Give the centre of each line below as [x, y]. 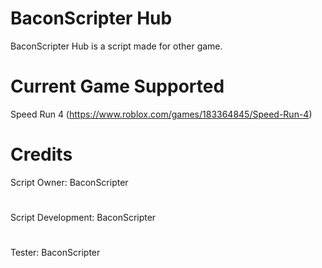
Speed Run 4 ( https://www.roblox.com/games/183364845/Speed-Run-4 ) [161, 114]
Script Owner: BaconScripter [69, 182]
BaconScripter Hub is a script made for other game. [116, 46]
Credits [41, 154]
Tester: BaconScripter [55, 253]
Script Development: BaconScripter [83, 217]
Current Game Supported [117, 86]
